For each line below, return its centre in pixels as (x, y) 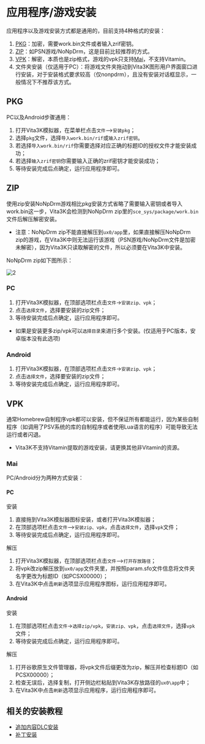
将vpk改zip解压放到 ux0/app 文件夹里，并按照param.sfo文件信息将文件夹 (105, 569)
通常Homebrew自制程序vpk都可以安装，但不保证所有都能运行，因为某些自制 (102, 419)
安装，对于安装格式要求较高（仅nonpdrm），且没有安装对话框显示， (106, 74)
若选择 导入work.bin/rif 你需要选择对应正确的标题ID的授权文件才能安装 (103, 145)
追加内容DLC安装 (37, 727)
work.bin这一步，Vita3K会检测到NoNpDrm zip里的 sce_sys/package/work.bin (102, 211)
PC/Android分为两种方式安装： (45, 478)
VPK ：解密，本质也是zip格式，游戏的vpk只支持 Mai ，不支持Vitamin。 (102, 59)
